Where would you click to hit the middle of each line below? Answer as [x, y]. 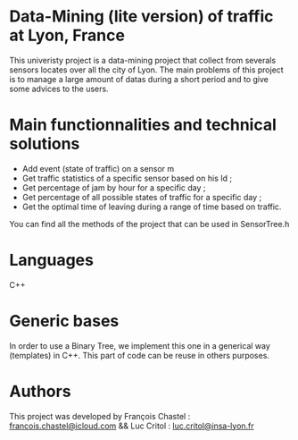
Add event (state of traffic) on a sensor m [98, 168]
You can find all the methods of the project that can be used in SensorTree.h [149, 224]
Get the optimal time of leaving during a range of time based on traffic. [152, 207]
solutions [45, 144]
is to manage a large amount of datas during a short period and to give [139, 79]
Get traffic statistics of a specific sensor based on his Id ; [127, 178]
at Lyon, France [67, 35]
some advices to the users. [59, 89]
